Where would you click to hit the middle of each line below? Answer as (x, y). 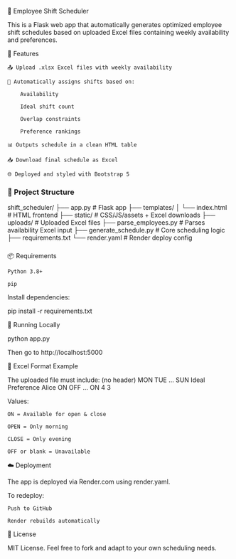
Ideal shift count (47, 107)
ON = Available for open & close (57, 415)
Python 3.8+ (25, 272)
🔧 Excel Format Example (43, 366)
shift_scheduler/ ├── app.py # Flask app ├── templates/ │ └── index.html (117, 208)
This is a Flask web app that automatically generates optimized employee (115, 25)
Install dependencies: (39, 297)
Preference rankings (50, 132)
